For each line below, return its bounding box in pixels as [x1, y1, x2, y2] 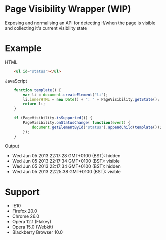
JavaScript [5, 78, 27, 84]
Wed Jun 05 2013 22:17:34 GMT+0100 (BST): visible [12, 158, 120, 164]
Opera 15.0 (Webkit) [12, 224, 54, 230]
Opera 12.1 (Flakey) [12, 219, 51, 225]
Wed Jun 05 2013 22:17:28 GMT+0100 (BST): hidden [12, 153, 121, 159]
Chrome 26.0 [12, 213, 40, 219]
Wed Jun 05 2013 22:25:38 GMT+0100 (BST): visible [12, 169, 121, 175]
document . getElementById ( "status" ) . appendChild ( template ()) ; [31, 125, 162, 130]
